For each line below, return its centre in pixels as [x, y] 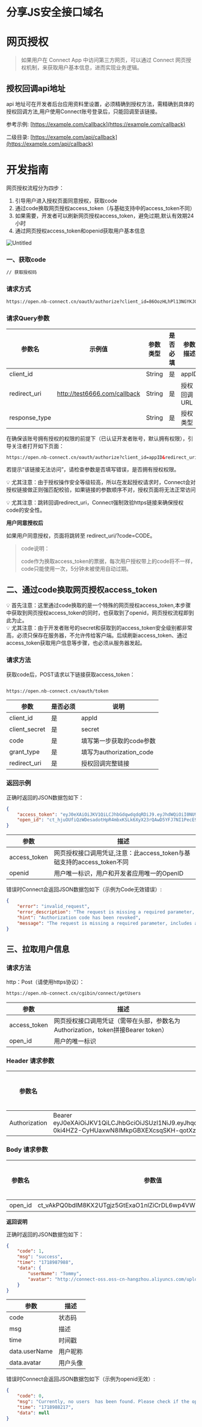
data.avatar [25, 1363]
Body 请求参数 [27, 1149]
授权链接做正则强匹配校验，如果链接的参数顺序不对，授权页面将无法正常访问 [101, 490]
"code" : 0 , [31, 1396]
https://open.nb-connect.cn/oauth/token [58, 691]
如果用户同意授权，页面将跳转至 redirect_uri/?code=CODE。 [81, 536]
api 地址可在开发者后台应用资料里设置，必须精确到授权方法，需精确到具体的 [100, 104]
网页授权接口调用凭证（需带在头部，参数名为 [117, 1021]
